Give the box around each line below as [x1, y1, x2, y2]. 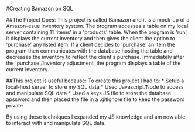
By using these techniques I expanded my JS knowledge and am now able [6, 113, 186, 120]
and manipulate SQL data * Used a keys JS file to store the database [6, 90, 172, 96]
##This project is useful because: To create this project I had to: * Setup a [6, 77, 184, 84]
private [6, 102, 23, 109]
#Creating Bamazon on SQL [6, 5, 73, 12]
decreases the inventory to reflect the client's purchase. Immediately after [6, 54, 185, 60]
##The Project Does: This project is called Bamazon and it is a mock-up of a [6, 16, 190, 23]
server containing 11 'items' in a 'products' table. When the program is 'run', [6, 29, 189, 36]
